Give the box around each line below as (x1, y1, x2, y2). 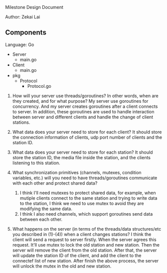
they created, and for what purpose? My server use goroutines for (12, 98, 149, 104)
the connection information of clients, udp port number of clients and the (12, 134, 163, 140)
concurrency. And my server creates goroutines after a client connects (12, 103, 158, 109)
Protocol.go (27, 83, 51, 89)
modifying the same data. (19, 206, 72, 212)
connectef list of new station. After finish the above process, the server (12, 258, 159, 264)
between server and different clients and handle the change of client (12, 114, 154, 120)
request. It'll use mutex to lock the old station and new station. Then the (12, 242, 160, 248)
